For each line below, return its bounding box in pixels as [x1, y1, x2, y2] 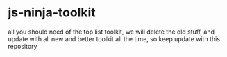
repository [8, 42, 37, 50]
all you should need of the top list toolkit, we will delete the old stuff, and [8, 27, 215, 36]
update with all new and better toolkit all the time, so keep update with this [8, 34, 221, 43]
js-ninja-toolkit [8, 5, 96, 21]
